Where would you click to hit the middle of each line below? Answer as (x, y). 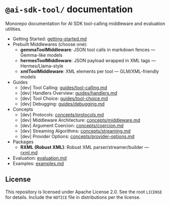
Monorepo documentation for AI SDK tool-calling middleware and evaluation (85, 23)
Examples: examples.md (38, 163)
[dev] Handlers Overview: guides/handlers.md (69, 93)
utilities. (13, 29)
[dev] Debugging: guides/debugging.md (62, 104)
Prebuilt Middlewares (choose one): (50, 44)
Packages (23, 142)
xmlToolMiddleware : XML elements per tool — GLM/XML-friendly (90, 71)
